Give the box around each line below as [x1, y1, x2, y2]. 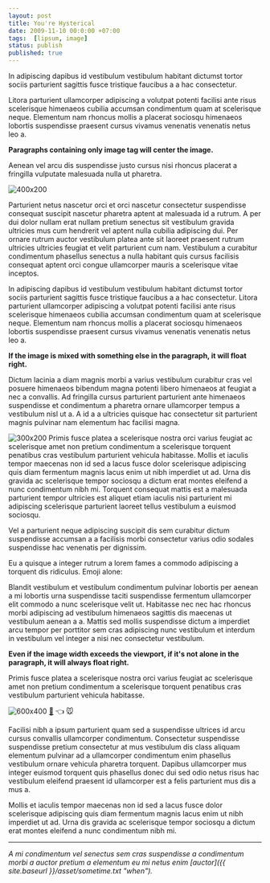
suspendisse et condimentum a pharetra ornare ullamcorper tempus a [8, 401, 240, 410]
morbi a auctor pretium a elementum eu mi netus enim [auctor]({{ [8, 857, 226, 867]
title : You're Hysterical [8, 19, 95, 27]
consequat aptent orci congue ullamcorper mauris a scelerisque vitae [8, 260, 239, 269]
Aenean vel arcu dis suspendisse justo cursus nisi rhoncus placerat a [8, 161, 238, 170]
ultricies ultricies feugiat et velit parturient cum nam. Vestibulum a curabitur [8, 243, 258, 252]
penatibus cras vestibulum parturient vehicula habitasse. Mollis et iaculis [8, 451, 249, 460]
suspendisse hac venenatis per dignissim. [8, 543, 147, 552]
